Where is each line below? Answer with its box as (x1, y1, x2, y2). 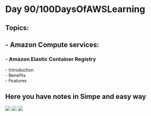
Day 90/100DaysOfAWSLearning (5, 4, 145, 15)
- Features (5, 78, 27, 84)
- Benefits (5, 72, 26, 78)
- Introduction (5, 67, 34, 73)
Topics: (5, 24, 29, 32)
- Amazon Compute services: (5, 40, 100, 49)
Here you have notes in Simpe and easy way (5, 92, 146, 101)
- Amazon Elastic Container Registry (5, 55, 97, 62)
